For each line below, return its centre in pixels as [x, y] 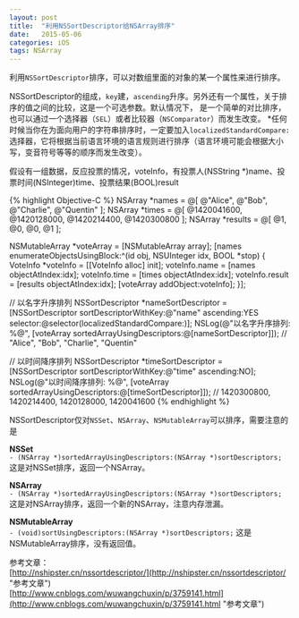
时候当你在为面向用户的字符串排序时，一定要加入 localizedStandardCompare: [149, 130]
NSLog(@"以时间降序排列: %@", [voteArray [90, 382]
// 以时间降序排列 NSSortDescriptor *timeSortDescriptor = [116, 361]
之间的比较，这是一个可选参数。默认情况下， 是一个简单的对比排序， [159, 107]
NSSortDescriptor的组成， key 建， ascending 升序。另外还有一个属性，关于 [145, 97]
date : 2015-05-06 [46, 34]
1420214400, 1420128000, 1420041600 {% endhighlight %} [120, 402]
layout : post [34, 17]
